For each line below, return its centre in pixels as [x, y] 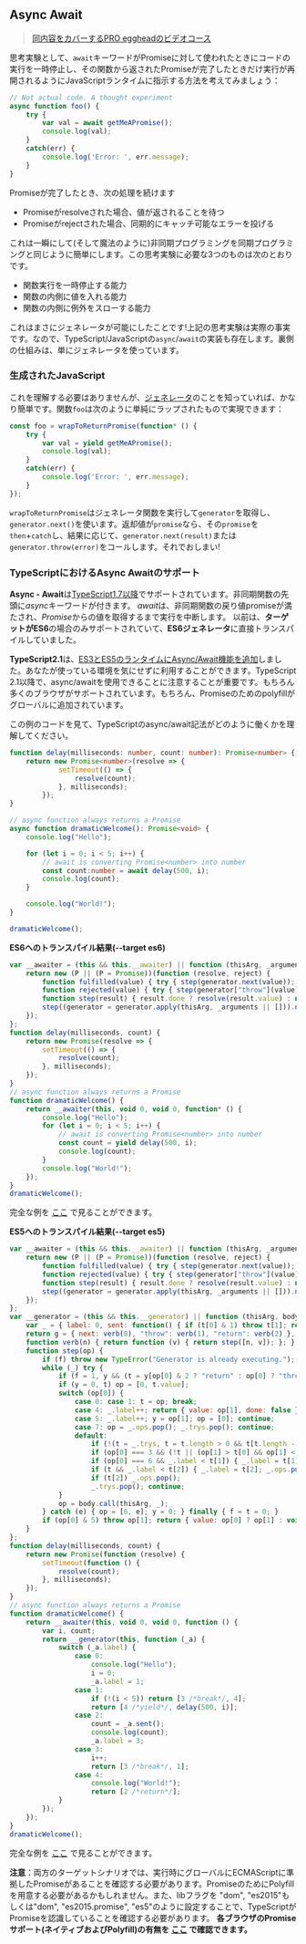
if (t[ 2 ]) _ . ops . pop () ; [136, 1478]
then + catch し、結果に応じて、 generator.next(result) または [123, 535]
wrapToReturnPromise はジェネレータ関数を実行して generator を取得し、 [143, 512]
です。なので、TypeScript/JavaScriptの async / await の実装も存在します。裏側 [152, 338]
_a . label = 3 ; [117, 1741]
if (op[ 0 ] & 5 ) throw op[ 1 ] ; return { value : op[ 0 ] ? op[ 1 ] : [163, 1521]
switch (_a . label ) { [97, 1648]
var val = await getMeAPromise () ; [107, 123]
